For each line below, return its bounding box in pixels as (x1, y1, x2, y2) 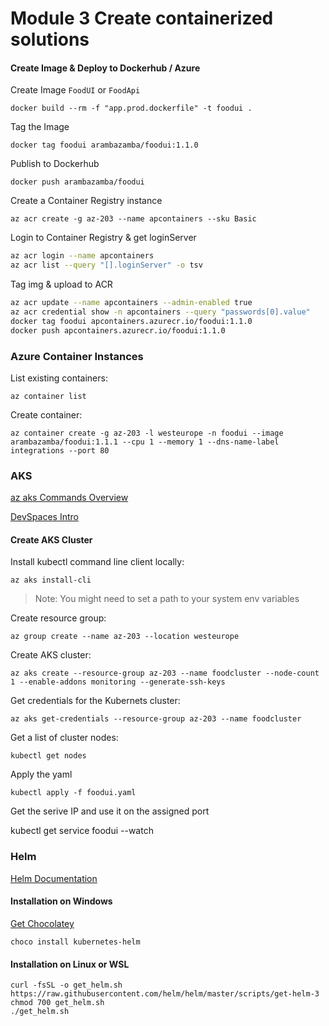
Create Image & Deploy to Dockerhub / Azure (10, 62, 201, 74)
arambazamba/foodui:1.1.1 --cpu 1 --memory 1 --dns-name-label (10, 437, 280, 447)
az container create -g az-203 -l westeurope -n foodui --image (10, 428, 284, 438)
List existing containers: (10, 372, 108, 384)
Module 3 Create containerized (10, 7, 274, 30)
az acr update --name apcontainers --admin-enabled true (10, 298, 253, 308)
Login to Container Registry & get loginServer (10, 232, 197, 244)
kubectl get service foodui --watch (10, 825, 154, 837)
